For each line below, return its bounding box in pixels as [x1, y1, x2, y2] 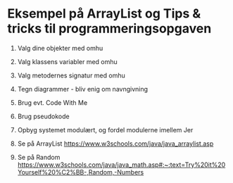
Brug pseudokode [17, 112, 70, 120]
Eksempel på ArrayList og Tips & [7, 6, 201, 22]
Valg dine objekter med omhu [17, 44, 103, 52]
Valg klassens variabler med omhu [17, 57, 118, 65]
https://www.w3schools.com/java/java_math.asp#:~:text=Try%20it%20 [17, 160, 226, 169]
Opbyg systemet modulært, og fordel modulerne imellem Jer [17, 125, 194, 134]
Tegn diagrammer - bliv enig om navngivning [17, 84, 149, 93]
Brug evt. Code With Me [17, 98, 88, 107]
